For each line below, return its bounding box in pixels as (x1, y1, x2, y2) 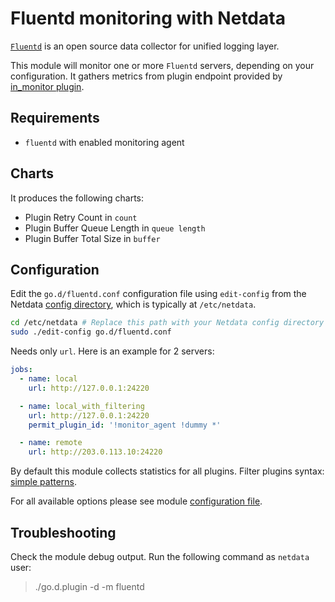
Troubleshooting (10, 524, 117, 541)
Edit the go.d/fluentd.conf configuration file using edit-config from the (10, 288, 307, 300)
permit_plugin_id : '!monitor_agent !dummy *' (28, 420, 222, 430)
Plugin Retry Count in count (24, 211, 138, 223)
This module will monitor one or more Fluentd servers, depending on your (10, 59, 315, 71)
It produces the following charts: (10, 192, 145, 204)
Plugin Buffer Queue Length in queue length (24, 222, 206, 234)
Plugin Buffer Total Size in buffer (24, 232, 161, 244)
